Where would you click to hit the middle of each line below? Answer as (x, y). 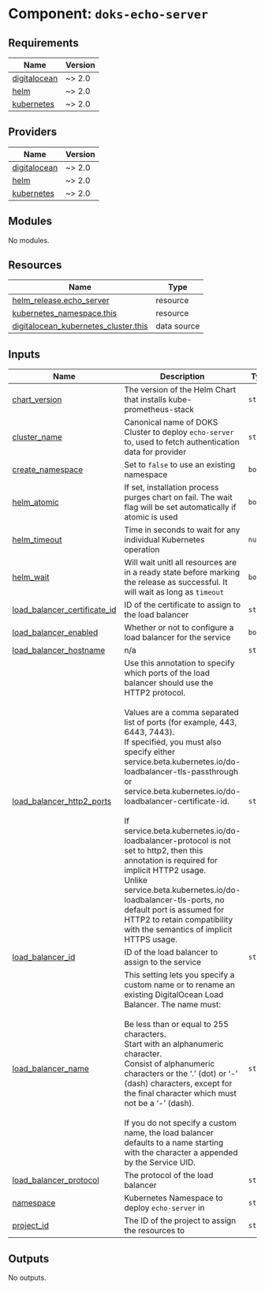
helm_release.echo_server (61, 301)
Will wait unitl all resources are (181, 563)
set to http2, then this (164, 851)
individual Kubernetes (164, 540)
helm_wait (31, 577)
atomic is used (151, 517)
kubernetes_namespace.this (65, 313)
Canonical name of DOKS (171, 422)
